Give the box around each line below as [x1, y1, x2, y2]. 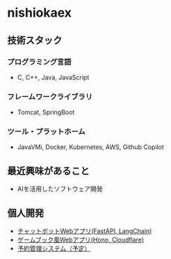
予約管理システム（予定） [17, 244, 91, 253]
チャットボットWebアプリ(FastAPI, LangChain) [17, 227, 152, 235]
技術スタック [7, 34, 63, 46]
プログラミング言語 [7, 57, 72, 67]
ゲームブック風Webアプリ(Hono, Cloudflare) [17, 235, 145, 244]
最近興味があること [7, 165, 90, 177]
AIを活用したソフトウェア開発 [17, 185, 103, 193]
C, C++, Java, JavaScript [17, 73, 90, 81]
